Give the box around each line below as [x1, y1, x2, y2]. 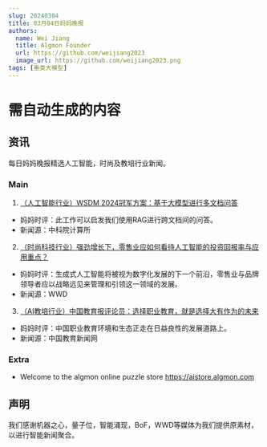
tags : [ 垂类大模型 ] [8, 64, 67, 72]
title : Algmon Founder [15, 42, 91, 50]
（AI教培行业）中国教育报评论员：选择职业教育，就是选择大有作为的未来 [19, 307, 259, 316]
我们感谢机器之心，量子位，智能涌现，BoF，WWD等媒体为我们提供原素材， [8, 421, 258, 430]
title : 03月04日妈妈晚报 [8, 19, 84, 27]
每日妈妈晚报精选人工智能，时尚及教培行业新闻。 [8, 158, 170, 168]
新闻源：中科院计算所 [19, 226, 91, 235]
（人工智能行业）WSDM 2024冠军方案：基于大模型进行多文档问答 [19, 198, 238, 208]
